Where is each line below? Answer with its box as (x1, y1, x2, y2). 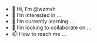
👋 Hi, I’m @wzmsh (11, 6, 56, 12)
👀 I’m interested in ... (11, 12, 62, 19)
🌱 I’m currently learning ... (11, 18, 75, 24)
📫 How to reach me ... (11, 31, 66, 37)
